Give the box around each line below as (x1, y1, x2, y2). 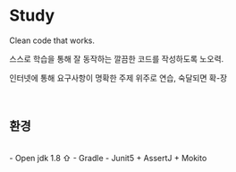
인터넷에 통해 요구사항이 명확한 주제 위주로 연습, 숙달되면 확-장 (9, 73, 228, 83)
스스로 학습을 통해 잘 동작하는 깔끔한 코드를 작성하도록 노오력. (9, 53, 224, 64)
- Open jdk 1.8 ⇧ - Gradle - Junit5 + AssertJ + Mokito (9, 152, 207, 163)
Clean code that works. (9, 35, 96, 46)
